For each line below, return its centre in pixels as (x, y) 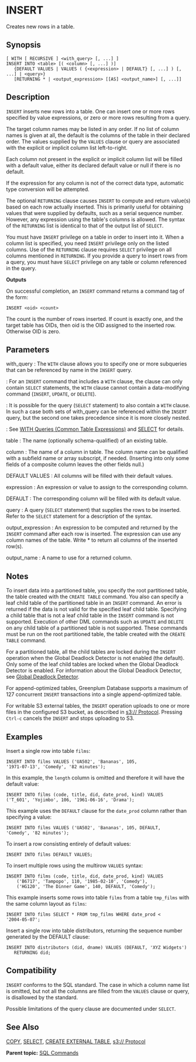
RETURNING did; (32, 953)
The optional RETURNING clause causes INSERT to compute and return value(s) (98, 200)
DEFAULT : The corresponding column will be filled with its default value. (94, 499)
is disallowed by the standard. (42, 997)
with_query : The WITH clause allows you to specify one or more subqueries (97, 364)
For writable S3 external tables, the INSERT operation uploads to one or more (98, 706)
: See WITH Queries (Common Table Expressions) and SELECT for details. (95, 429)
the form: (17, 297)
